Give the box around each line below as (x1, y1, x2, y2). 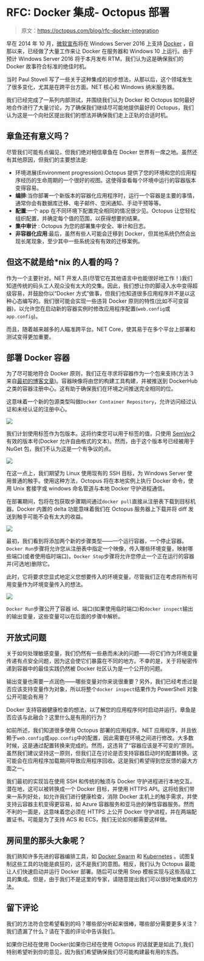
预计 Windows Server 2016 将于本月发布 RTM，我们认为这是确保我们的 (6, 55, 184, 62)
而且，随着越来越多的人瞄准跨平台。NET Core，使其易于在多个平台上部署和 (6, 325, 195, 333)
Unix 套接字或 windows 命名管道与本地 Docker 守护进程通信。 (13, 485, 168, 492)
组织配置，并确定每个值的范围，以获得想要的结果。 (15, 215, 143, 222)
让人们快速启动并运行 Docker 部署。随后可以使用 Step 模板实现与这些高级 (6, 868, 191, 875)
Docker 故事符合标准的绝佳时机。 (6, 62, 90, 70)
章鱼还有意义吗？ (6, 131, 70, 141)
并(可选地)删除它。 (6, 560, 53, 567)
